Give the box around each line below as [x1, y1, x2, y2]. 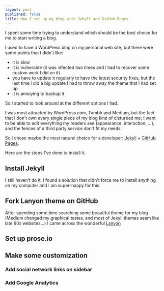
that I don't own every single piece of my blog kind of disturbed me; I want [5, 115, 156, 121]
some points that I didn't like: [5, 50, 64, 56]
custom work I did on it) [12, 70, 60, 76]
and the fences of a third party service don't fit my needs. [5, 126, 122, 131]
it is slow [12, 60, 30, 65]
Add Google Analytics [5, 279, 58, 286]
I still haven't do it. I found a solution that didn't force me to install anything [5, 177, 156, 183]
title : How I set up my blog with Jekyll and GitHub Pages [5, 16, 129, 21]
